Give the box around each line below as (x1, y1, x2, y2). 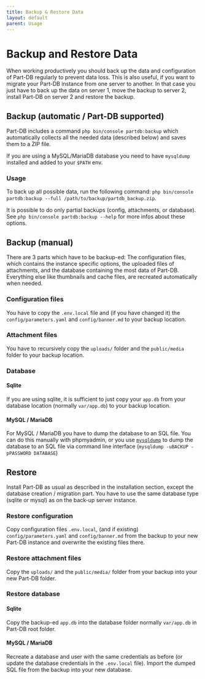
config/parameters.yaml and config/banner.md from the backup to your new (6, 532, 198, 540)
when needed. (6, 280, 43, 287)
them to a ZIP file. (6, 141, 51, 148)
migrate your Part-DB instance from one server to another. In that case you (6, 80, 196, 88)
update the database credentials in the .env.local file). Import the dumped (6, 659, 196, 667)
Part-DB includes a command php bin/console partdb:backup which (6, 127, 179, 135)
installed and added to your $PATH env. (6, 159, 103, 166)
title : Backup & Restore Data (6, 9, 84, 15)
